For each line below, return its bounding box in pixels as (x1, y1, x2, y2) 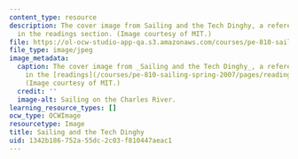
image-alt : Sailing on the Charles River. (17, 95, 176, 104)
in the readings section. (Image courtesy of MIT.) (17, 29, 213, 38)
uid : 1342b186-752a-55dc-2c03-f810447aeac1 (9, 136, 173, 145)
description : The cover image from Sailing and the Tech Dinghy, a (9, 21, 264, 30)
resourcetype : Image (9, 120, 86, 129)
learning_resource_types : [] (9, 103, 117, 112)
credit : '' (17, 87, 58, 95)
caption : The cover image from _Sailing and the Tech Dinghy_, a (17, 63, 264, 72)
